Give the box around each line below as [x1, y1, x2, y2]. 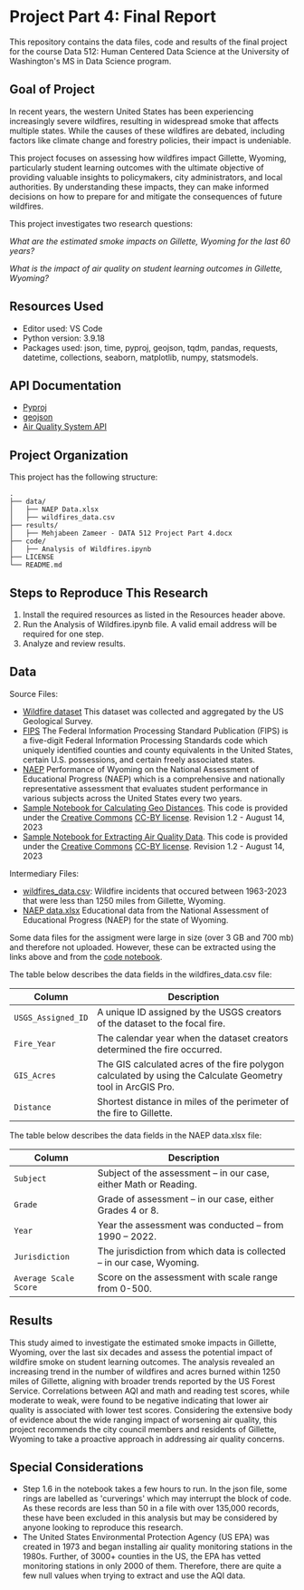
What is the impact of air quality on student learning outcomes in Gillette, [9, 263, 283, 274]
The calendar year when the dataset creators [96, 1032, 289, 1044]
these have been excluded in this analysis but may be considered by [22, 1512, 278, 1524]
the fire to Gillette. [96, 1106, 174, 1119]
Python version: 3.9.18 [22, 333, 106, 344]
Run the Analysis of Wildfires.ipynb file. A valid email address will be [22, 619, 278, 629]
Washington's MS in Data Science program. [9, 55, 172, 66]
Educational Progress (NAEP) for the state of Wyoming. [22, 914, 229, 926]
